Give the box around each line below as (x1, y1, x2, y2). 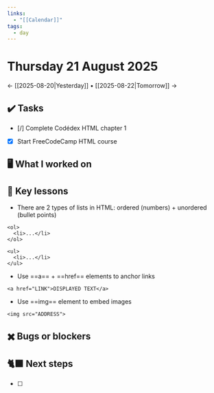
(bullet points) (16, 211, 57, 219)
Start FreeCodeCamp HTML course (16, 137, 118, 145)
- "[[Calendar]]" (13, 16, 63, 23)
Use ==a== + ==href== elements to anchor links (16, 272, 156, 280)
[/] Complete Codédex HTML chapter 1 (16, 124, 127, 132)
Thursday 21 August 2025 (7, 59, 158, 74)
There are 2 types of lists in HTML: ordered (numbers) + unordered (16, 203, 207, 212)
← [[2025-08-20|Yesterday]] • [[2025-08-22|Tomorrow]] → (7, 82, 178, 90)
